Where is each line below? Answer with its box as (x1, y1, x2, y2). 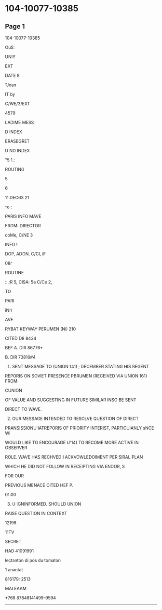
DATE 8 (5, 73, 20, 78)
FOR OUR (5, 473, 24, 479)
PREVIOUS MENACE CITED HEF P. (5, 483, 74, 488)
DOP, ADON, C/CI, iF (5, 251, 46, 257)
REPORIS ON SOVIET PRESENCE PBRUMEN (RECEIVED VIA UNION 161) (5, 373, 148, 378)
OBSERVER (5, 445, 27, 451)
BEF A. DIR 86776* (5, 345, 43, 350)
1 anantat (5, 567, 23, 572)
